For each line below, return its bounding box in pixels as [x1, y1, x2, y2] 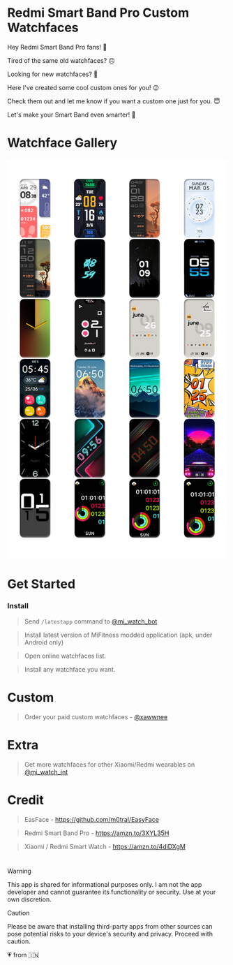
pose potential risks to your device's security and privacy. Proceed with [7, 929, 213, 938]
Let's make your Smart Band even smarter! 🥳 [7, 110, 136, 119]
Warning [7, 867, 31, 875]
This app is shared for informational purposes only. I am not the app [7, 880, 202, 888]
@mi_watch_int [24, 767, 68, 776]
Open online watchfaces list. [24, 651, 107, 660]
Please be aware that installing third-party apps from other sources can [7, 922, 213, 930]
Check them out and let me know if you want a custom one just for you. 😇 [7, 96, 221, 105]
